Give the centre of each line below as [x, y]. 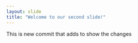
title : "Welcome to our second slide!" [56, 17]
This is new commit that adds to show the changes [69, 34]
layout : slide [24, 11]
